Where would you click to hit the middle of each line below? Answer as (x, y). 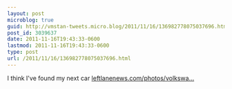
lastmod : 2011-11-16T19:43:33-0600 (58, 46)
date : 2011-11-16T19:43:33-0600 (54, 39)
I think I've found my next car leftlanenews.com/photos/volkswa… (101, 78)
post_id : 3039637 (32, 33)
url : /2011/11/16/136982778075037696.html (69, 59)
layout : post (26, 13)
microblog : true (30, 20)
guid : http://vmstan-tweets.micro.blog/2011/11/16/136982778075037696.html (118, 26)
